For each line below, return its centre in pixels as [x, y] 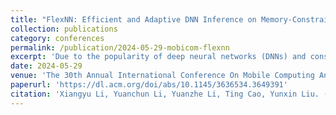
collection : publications [64, 29]
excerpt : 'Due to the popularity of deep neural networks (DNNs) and [158, 57]
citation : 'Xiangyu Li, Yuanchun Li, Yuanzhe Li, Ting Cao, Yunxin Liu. [165, 94]
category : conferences [57, 38]
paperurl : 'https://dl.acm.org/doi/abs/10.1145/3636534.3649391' [149, 85]
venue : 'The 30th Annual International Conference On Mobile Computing [162, 76]
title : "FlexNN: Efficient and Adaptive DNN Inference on [133, 19]
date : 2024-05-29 [46, 66]
